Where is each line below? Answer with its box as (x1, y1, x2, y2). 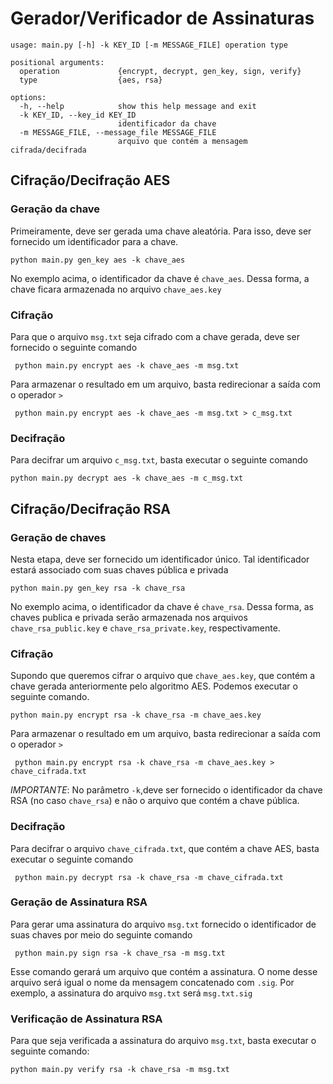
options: (10, 92, 47, 102)
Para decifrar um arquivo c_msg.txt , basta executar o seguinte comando (10, 454, 308, 466)
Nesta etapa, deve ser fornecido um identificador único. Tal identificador (10, 553, 310, 565)
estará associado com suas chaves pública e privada (10, 563, 229, 576)
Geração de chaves (10, 530, 107, 544)
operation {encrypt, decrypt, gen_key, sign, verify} (19, 66, 302, 76)
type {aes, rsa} (19, 75, 163, 85)
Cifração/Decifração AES (10, 172, 171, 189)
